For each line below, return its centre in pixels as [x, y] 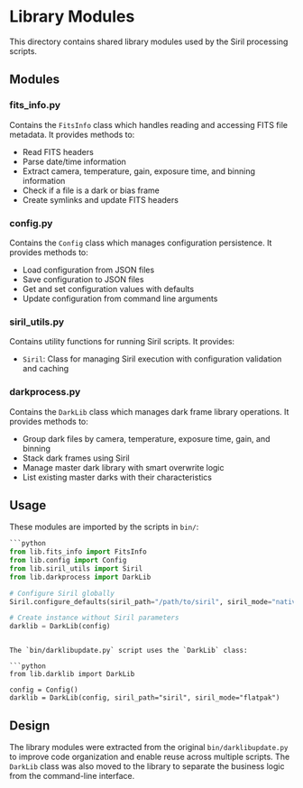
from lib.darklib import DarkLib [72, 674]
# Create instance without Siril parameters [94, 618]
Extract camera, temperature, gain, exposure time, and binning [138, 171]
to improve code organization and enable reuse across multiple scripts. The [150, 757]
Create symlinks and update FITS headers [100, 199]
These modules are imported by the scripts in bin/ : [104, 527]
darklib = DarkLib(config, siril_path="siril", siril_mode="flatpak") [145, 698]
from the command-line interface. [72, 776]
